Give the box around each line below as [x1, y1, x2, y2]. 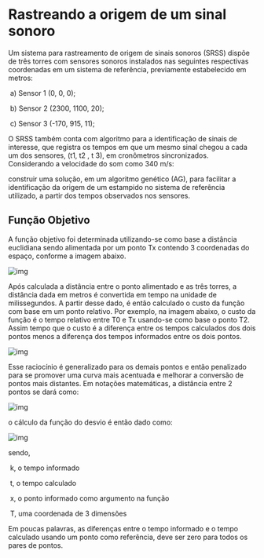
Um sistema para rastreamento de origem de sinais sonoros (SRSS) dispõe [8, 48, 250, 57]
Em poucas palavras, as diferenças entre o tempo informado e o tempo [8, 523, 238, 533]
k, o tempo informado [9, 463, 80, 472]
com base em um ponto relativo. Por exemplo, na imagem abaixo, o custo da [8, 306, 256, 315]
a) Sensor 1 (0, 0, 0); [9, 88, 76, 97]
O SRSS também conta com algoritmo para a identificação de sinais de [8, 133, 237, 143]
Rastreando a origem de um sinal [8, 5, 227, 24]
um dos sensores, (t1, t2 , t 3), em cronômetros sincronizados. [8, 151, 209, 160]
